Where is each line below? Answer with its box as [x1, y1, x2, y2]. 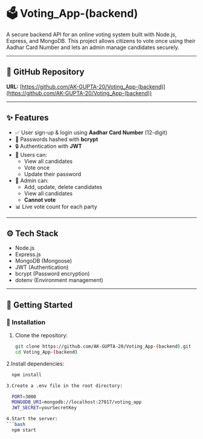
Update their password [24, 170, 82, 177]
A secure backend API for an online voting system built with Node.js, [6, 30, 177, 38]
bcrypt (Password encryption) [14, 270, 90, 277]
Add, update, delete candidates [24, 183, 103, 190]
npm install [11, 372, 42, 378]
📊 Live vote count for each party [14, 203, 98, 210]
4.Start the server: [6, 416, 59, 422]
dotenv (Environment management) [14, 277, 104, 284]
